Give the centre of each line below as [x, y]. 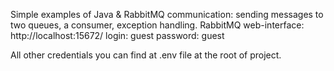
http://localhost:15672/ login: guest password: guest [117, 35]
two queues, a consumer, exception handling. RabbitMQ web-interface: [157, 25]
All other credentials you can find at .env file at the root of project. [146, 55]
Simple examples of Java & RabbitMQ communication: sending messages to [167, 14]
